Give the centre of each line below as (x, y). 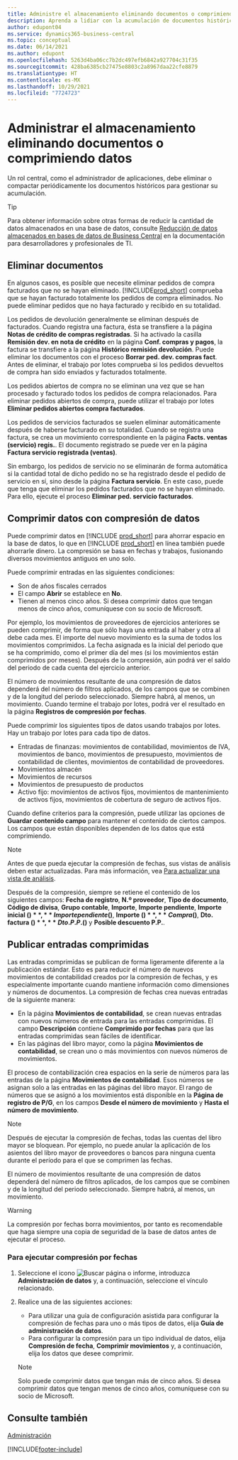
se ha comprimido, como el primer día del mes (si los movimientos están (113, 652)
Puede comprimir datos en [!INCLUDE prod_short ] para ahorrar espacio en (116, 535)
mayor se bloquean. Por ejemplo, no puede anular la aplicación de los (109, 1145)
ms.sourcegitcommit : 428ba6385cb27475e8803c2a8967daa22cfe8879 (103, 67)
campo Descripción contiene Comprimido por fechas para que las (115, 1028)
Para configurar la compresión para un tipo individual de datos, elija (127, 1338)
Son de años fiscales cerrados (62, 586)
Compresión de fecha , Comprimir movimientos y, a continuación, (125, 1346)
